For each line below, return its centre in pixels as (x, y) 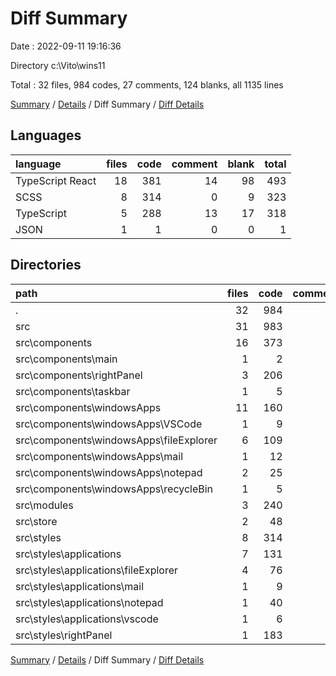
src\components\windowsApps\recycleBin (114, 489)
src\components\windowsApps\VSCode (109, 424)
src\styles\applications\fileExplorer (97, 570)
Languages (46, 135)
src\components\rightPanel (79, 375)
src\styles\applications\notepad (89, 602)
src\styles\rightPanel (64, 635)
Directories (46, 265)
